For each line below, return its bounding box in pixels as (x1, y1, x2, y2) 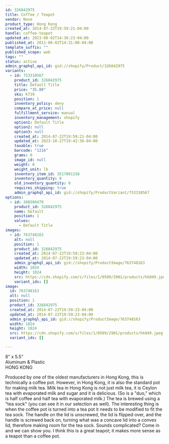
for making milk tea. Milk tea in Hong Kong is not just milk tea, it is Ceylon (5, 385, 157, 391)
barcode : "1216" (14, 148, 49, 153)
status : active (5, 59, 37, 64)
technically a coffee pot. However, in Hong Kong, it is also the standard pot (5, 379, 160, 386)
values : (14, 218, 30, 223)
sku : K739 (14, 92, 35, 97)
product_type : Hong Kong (5, 21, 57, 27)
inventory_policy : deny (14, 101, 64, 106)
